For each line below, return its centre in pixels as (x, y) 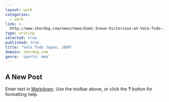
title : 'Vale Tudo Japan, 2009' (39, 47)
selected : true (21, 38)
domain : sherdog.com (27, 52)
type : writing (20, 33)
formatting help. (22, 94)
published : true (22, 43)
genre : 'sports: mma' (28, 57)
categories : (18, 15)
